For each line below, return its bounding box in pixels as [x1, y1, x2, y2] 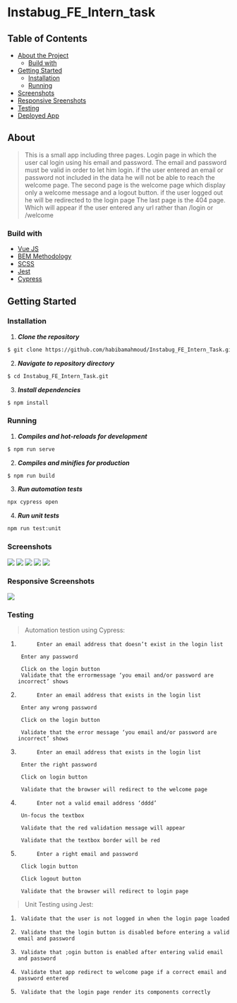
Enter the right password [20, 762, 97, 769]
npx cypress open [7, 498, 59, 506]
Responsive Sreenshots [17, 96, 87, 105]
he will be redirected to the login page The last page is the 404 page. [24, 195, 226, 204]
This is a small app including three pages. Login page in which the [24, 150, 217, 159]
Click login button [20, 863, 78, 871]
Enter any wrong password [20, 704, 97, 711]
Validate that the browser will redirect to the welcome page [20, 786, 208, 793]
